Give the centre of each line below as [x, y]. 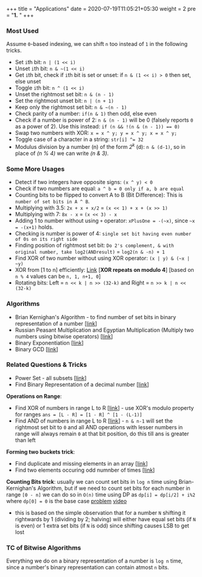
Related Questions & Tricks [47, 364]
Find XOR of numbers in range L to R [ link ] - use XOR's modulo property [104, 407]
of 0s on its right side [46, 239]
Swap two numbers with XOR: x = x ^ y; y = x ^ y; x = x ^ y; [96, 133]
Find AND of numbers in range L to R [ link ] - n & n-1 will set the [94, 421]
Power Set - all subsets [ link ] [51, 378]
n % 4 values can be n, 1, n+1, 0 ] [58, 276]
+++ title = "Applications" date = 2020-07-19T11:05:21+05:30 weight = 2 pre [101, 9]
